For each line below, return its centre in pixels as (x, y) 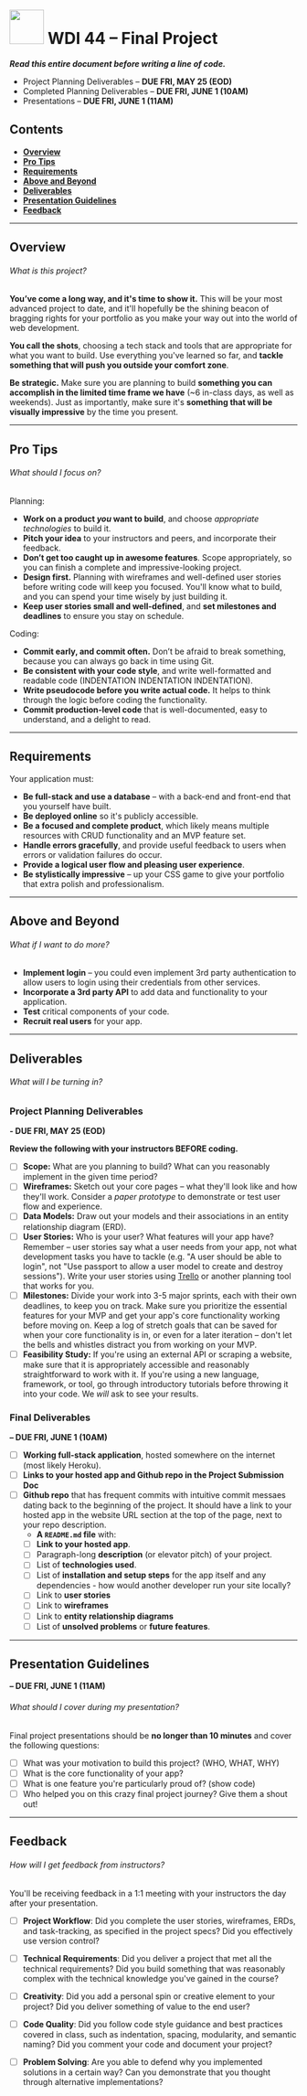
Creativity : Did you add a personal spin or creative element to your (149, 1996)
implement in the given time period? (90, 1177)
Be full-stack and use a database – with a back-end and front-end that (157, 797)
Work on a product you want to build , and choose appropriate (141, 519)
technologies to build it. (67, 528)
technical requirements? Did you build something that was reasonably (154, 1968)
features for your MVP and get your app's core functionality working (151, 1315)
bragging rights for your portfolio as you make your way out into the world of (153, 318)
